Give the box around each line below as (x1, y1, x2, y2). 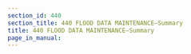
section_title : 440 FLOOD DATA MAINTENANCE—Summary (7, 19, 183, 27)
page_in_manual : (7, 33, 62, 42)
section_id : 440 (7, 11, 62, 20)
